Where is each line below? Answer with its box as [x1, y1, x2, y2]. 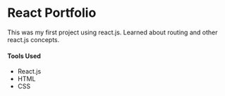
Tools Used [7, 51, 41, 60]
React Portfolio [7, 5, 97, 21]
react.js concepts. [7, 35, 60, 43]
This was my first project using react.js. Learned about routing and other [7, 28, 218, 36]
